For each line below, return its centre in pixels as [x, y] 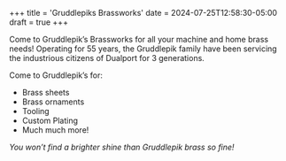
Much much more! [55, 130]
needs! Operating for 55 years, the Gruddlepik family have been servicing [143, 49]
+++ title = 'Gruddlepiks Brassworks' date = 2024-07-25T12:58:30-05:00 [143, 13]
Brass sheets [46, 92]
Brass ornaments [53, 102]
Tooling [36, 111]
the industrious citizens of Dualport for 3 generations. [107, 58]
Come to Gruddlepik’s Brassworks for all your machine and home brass [139, 39]
